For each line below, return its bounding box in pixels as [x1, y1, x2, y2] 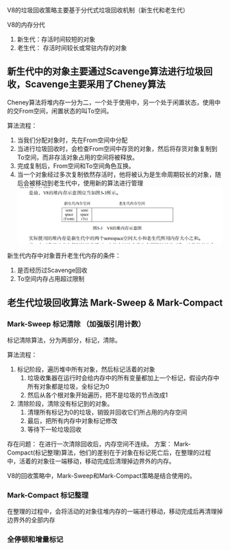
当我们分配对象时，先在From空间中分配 [16, 136, 128, 144]
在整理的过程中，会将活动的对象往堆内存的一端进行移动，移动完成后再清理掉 [7, 507, 223, 516]
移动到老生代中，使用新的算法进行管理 [35, 179, 144, 187]
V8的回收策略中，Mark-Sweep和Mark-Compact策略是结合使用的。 [7, 471, 196, 479]
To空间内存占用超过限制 [16, 275, 85, 283]
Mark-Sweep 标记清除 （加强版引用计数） [7, 319, 146, 328]
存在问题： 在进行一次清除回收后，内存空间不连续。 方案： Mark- [7, 439, 192, 448]
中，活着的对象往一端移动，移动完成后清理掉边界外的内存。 [7, 457, 175, 465]
